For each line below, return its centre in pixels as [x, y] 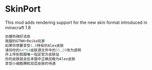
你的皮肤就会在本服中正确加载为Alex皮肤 [40, 59]
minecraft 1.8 [18, 27]
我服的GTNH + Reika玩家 [25, 41]
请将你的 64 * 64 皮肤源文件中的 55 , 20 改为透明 [43, 50]
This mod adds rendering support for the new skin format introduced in [76, 22]
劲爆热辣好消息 [18, 36]
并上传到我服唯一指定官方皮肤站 [32, 54]
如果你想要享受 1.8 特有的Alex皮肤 [34, 45]
